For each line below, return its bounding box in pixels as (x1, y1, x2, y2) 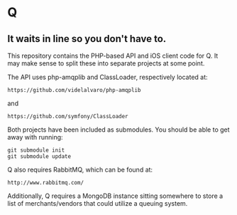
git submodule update (7, 153, 72, 160)
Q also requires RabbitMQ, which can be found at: (7, 165, 153, 174)
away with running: (7, 133, 63, 141)
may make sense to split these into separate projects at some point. (7, 59, 205, 68)
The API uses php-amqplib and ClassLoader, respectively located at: (7, 73, 208, 81)
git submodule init (7, 147, 65, 154)
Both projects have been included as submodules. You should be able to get (7, 125, 230, 134)
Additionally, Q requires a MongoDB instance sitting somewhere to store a (7, 192, 224, 200)
